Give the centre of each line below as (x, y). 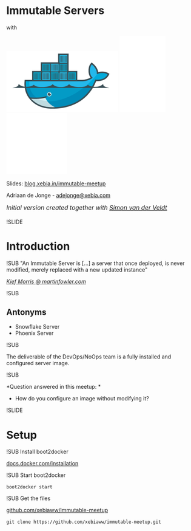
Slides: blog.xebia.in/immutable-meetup (56, 183)
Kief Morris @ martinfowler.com (46, 281)
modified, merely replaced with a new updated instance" (77, 269)
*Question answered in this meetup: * (54, 387)
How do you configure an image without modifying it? (82, 399)
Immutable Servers (55, 11)
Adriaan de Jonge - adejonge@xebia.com (59, 195)
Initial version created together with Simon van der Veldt (87, 207)
